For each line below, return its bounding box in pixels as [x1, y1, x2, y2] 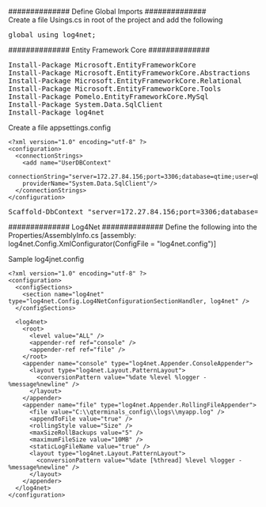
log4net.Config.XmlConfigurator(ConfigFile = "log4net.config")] [8, 239, 216, 248]
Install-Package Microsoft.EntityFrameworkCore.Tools [8, 85, 222, 93]
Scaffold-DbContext [8, 207, 84, 216]
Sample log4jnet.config [8, 255, 85, 263]
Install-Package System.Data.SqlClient [8, 100, 163, 109]
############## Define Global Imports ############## [8, 7, 207, 16]
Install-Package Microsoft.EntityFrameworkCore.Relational [8, 77, 243, 85]
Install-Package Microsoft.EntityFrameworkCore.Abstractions [8, 69, 251, 78]
